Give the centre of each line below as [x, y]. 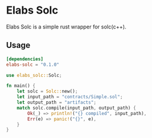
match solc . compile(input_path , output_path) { [76, 108]
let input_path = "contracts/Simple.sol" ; [70, 97]
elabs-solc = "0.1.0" [33, 65]
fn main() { [21, 86]
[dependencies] [25, 59]
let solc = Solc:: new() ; [47, 92]
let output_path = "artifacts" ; [56, 102]
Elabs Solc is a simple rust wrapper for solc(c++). [66, 27]
